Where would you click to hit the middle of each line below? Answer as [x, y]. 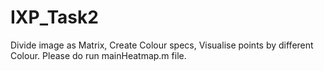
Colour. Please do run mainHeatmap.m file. [98, 55]
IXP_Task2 [54, 17]
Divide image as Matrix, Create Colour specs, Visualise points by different [162, 45]
